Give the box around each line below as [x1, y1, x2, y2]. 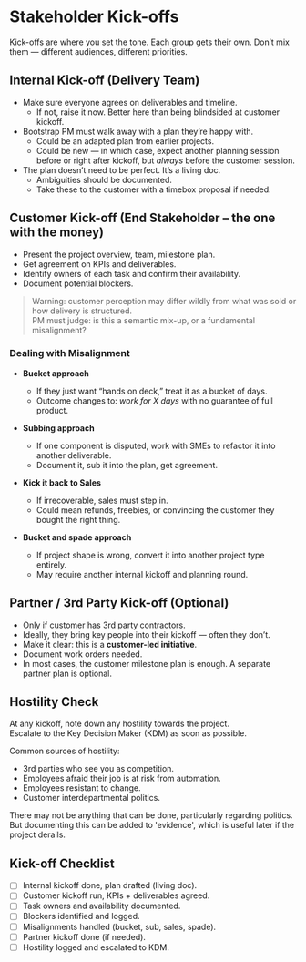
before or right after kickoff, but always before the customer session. [36, 155, 296, 166]
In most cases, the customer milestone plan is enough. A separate [22, 658, 271, 669]
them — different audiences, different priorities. [9, 46, 189, 56]
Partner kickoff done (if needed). [22, 931, 146, 942]
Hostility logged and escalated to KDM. [22, 941, 170, 953]
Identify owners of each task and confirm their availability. [22, 268, 241, 279]
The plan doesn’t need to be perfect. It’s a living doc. [22, 164, 221, 175]
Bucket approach [22, 367, 89, 379]
